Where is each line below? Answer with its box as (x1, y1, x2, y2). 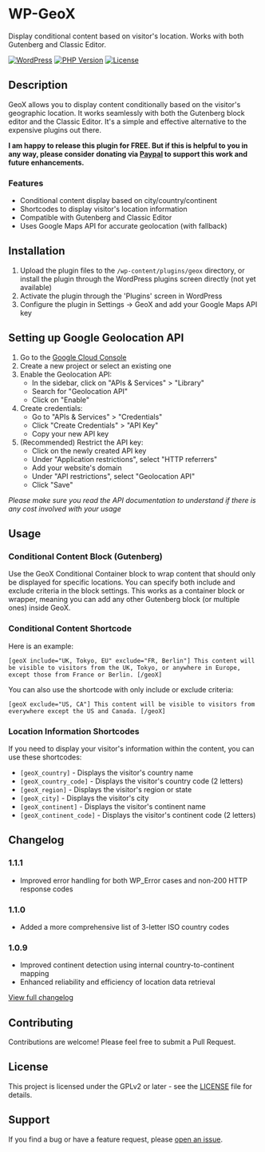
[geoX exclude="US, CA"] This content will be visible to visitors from (8, 700, 255, 708)
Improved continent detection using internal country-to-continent (19, 960, 235, 970)
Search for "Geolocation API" (31, 386, 129, 396)
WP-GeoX (8, 5, 76, 23)
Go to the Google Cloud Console (19, 353, 127, 362)
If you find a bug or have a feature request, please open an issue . (8, 1134, 223, 1144)
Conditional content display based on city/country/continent (19, 196, 217, 205)
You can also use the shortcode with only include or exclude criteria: (8, 684, 234, 694)
